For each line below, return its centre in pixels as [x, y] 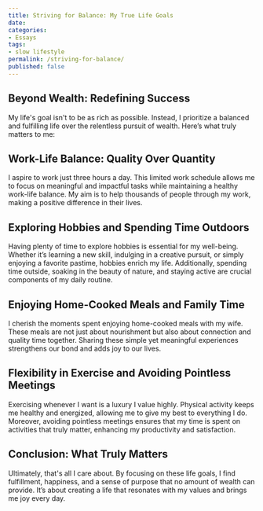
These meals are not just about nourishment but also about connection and [130, 332]
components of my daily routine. [60, 280]
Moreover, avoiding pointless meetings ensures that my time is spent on [124, 421]
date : [17, 23]
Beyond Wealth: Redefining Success [99, 99]
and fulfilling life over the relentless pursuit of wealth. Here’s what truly [122, 126]
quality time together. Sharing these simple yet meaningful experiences [123, 340]
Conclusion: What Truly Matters [88, 454]
